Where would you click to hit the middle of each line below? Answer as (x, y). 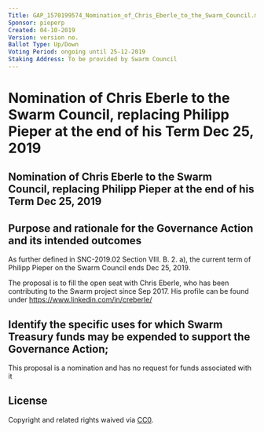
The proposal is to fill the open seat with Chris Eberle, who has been (119, 283)
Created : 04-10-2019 (42, 30)
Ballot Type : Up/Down (44, 45)
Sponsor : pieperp (37, 23)
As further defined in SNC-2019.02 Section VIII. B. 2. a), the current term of (130, 259)
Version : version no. (44, 37)
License (28, 401)
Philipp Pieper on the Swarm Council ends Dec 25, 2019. (99, 268)
